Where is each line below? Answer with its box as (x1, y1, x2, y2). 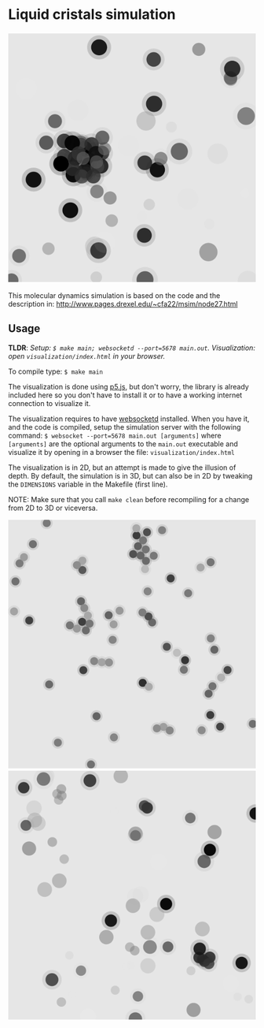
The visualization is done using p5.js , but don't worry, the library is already (8, 382, 249, 391)
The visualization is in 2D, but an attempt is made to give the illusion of (8, 463, 236, 472)
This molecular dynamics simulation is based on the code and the (8, 290, 221, 300)
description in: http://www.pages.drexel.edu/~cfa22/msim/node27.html (8, 299, 238, 308)
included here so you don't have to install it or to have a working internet (8, 390, 243, 400)
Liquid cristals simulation (8, 6, 176, 24)
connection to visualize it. (8, 398, 91, 408)
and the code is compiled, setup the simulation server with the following (8, 422, 241, 431)
